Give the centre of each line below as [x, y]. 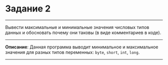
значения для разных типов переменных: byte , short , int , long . [72, 52]
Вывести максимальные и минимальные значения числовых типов [77, 27]
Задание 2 [28, 9]
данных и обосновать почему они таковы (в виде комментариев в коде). [83, 32]
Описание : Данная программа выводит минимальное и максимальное [82, 47]
